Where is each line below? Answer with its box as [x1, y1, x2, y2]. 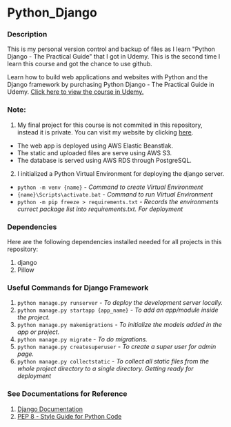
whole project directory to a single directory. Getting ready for [17, 364, 194, 373]
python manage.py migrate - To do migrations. [17, 335, 148, 344]
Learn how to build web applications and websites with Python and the [7, 73, 208, 81]
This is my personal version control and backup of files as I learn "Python [7, 45, 216, 53]
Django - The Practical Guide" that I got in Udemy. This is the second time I [7, 52, 221, 61]
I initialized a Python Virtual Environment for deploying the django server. [17, 169, 225, 177]
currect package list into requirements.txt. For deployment [17, 205, 183, 213]
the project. [17, 313, 50, 321]
